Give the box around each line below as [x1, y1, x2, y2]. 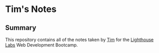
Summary [5, 23, 36, 32]
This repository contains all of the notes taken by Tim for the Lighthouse [5, 36, 154, 42]
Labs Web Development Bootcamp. [5, 42, 78, 48]
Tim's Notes [5, 3, 56, 15]
